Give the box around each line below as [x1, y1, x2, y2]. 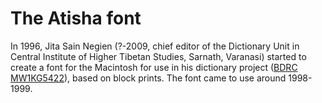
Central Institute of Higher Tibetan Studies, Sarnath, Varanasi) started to [10, 50, 307, 62]
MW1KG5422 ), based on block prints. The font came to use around [10, 72, 287, 84]
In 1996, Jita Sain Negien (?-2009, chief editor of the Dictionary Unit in [10, 40, 300, 52]
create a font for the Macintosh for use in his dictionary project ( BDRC [10, 61, 298, 73]
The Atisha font [10, 7, 142, 30]
